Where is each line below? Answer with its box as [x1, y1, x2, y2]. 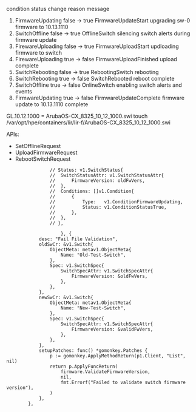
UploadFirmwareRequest [15, 149, 78, 156]
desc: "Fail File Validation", [38, 236, 118, 242]
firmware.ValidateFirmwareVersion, [60, 369, 150, 375]
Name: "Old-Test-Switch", [60, 252, 126, 258]
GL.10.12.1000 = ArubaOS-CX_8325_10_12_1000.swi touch [6, 112, 148, 120]
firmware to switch [15, 49, 63, 56]
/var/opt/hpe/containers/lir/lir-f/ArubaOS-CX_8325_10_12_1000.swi [6, 119, 171, 126]
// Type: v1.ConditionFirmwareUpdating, [49, 199, 183, 205]
